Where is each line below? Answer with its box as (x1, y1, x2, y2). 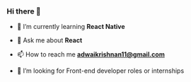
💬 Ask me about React (16, 36, 83, 45)
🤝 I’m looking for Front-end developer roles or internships (16, 66, 185, 75)
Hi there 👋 (6, 6, 42, 16)
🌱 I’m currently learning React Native (16, 23, 125, 31)
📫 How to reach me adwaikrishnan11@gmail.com (16, 50, 166, 59)
